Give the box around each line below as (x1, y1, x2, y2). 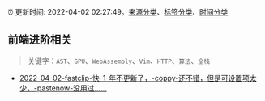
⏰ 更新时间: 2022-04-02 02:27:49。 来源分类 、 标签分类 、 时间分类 (7, 7, 229, 16)
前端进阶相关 (7, 33, 72, 47)
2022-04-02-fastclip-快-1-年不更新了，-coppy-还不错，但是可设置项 (19, 73, 250, 82)
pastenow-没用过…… (36, 83, 107, 93)
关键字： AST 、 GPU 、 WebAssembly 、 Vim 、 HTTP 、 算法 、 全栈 (27, 56, 211, 65)
